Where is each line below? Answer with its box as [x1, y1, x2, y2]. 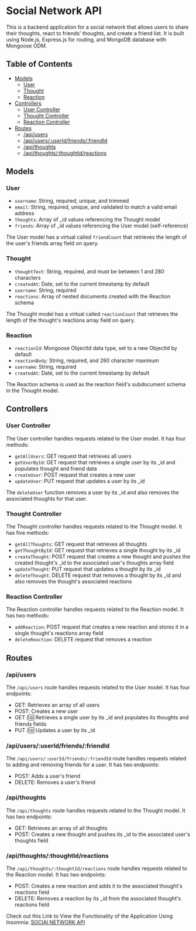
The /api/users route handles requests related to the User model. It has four [6, 684, 190, 691]
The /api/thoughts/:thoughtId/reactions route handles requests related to [6, 865, 187, 872]
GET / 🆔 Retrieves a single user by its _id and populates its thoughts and [14, 714, 189, 721]
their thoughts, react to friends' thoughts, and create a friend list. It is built [6, 29, 184, 36]
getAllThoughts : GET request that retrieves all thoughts [14, 541, 147, 548]
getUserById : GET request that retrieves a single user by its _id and [14, 458, 176, 465]
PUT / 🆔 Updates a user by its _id [14, 727, 95, 733]
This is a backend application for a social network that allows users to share [6, 23, 189, 30]
